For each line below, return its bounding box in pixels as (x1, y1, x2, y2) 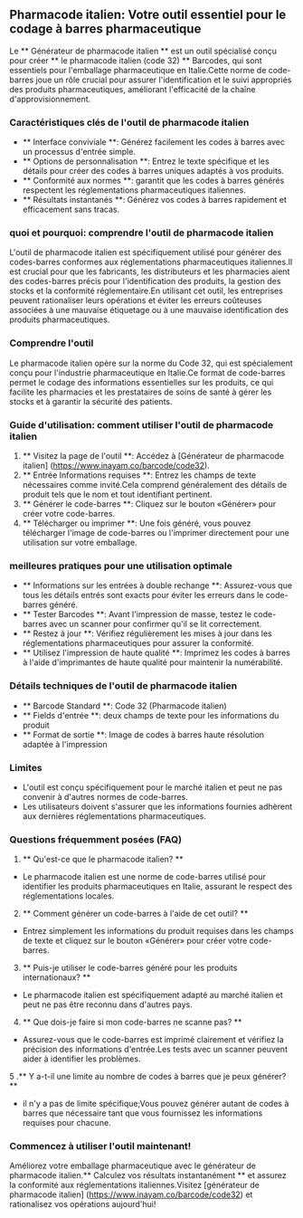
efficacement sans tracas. (22, 204, 120, 215)
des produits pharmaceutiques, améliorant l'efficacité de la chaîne (9, 83, 256, 94)
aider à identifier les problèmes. (22, 1053, 141, 1064)
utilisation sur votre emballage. (22, 538, 137, 547)
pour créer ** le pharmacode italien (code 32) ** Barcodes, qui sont (9, 54, 262, 66)
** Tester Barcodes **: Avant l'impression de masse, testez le (22, 609, 251, 620)
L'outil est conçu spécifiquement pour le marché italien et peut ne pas (22, 782, 283, 793)
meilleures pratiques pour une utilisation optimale (9, 559, 232, 572)
